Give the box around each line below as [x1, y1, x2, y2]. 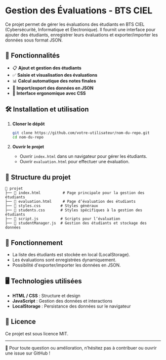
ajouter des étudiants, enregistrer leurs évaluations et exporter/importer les [5, 32, 158, 38]
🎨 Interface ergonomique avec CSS [12, 90, 86, 96]
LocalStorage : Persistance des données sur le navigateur [12, 303, 131, 309]
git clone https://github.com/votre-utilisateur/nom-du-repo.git [12, 130, 150, 135]
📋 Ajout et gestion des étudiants [12, 65, 82, 71]
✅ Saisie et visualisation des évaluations [12, 72, 98, 78]
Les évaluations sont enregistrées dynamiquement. [12, 257, 117, 263]
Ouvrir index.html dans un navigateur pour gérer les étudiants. [19, 153, 147, 159]
